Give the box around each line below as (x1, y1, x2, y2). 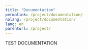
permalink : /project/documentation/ (5, 12, 83, 17)
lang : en (5, 21, 24, 27)
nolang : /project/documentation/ (5, 17, 76, 22)
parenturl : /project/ (5, 26, 51, 31)
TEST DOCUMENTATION (5, 40, 57, 46)
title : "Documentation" (5, 7, 56, 13)
